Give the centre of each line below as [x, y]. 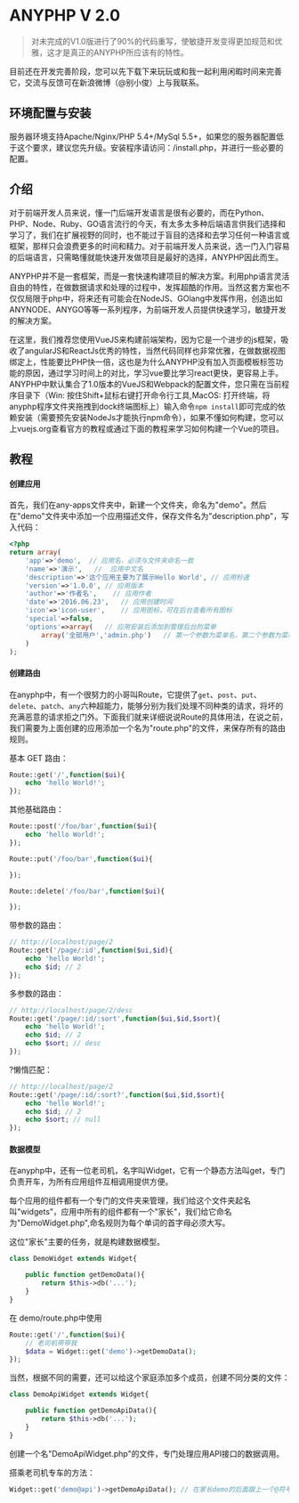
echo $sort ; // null [63, 1120]
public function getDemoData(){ [85, 1275]
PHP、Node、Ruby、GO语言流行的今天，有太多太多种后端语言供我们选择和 [148, 223]
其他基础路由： [36, 809]
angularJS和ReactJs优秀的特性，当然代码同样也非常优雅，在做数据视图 [155, 350]
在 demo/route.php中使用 [56, 1318]
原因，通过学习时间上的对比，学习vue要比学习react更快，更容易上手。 [154, 373]
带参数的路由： [36, 925]
